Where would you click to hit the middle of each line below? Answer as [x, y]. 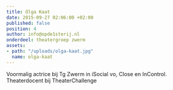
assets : [16, 46]
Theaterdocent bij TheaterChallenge [52, 80]
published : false [28, 23]
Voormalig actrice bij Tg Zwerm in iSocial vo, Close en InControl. [86, 74]
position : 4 [21, 29]
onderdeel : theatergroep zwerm [46, 40]
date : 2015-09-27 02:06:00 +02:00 [50, 18]
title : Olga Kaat [28, 12]
